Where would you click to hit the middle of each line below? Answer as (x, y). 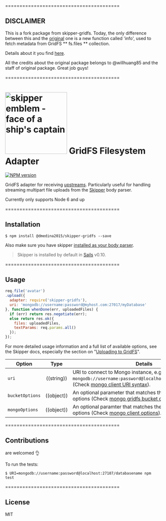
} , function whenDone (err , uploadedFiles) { (52, 309)
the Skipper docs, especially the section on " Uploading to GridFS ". (73, 352)
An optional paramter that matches (113, 407)
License (18, 502)
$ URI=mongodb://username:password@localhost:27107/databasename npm (78, 473)
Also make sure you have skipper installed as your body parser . (70, 245)
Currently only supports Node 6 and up (45, 199)
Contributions (27, 441)
